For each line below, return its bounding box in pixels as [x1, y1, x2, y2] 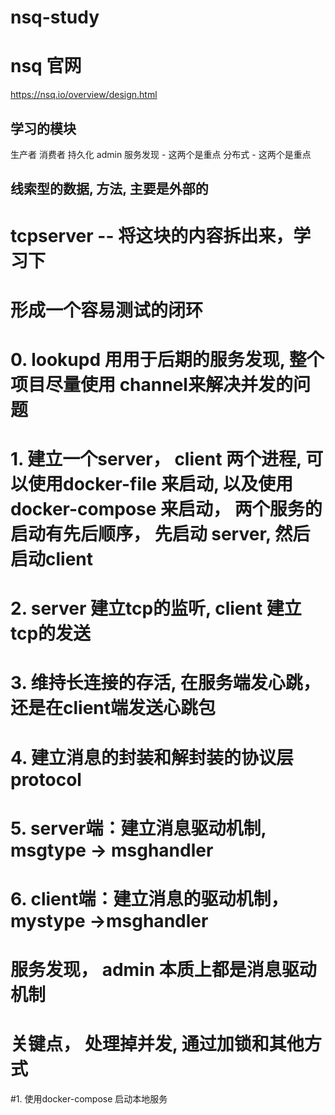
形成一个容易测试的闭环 [10, 299, 204, 321]
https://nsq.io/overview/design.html [10, 89, 158, 101]
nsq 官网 [10, 55, 82, 78]
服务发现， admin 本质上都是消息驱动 [10, 959, 317, 981]
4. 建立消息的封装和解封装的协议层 [10, 746, 295, 769]
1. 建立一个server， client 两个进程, [10, 448, 302, 471]
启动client [10, 548, 94, 571]
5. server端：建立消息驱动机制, [10, 817, 267, 840]
